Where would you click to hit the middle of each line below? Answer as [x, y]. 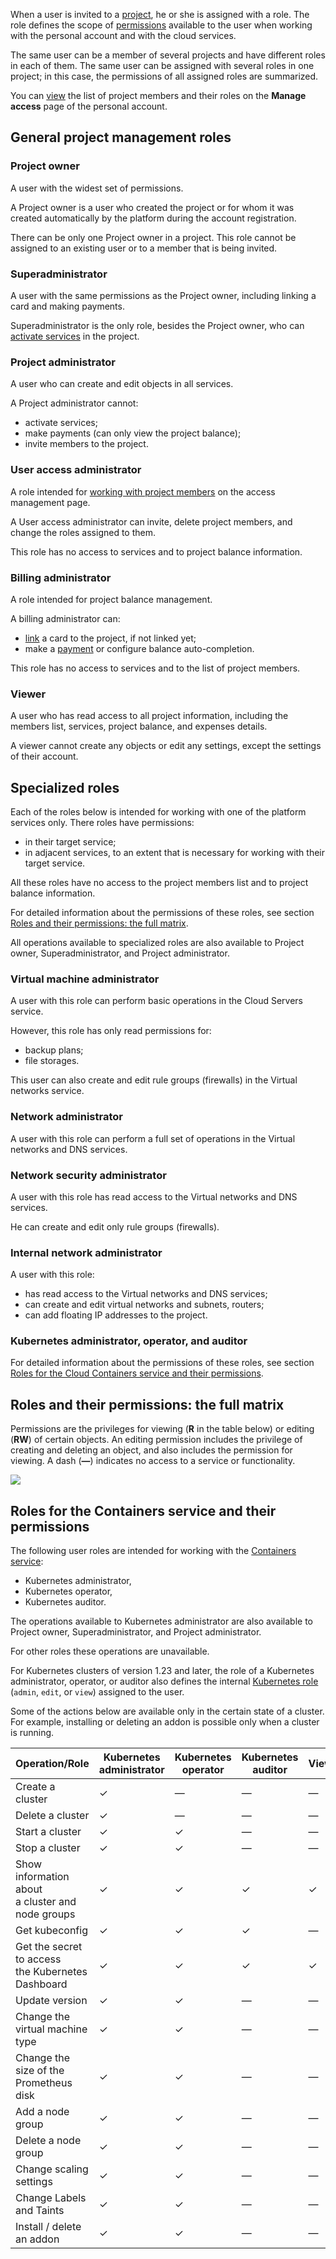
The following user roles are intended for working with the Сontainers [153, 1551]
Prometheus [44, 2083]
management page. [50, 502]
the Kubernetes [51, 1972]
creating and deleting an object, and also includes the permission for [151, 1450]
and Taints [40, 2211]
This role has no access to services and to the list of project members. [155, 668]
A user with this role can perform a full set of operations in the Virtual [153, 1138]
